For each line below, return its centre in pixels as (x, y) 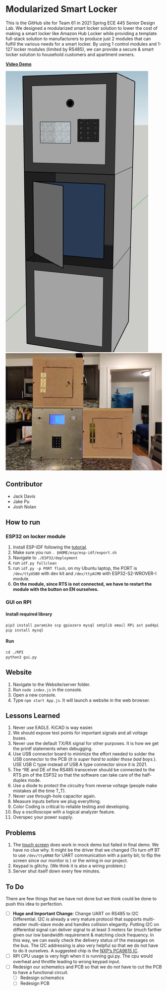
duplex (20, 780)
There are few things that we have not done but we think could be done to (81, 899)
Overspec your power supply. (43, 817)
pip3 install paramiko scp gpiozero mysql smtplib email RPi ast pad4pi (82, 625)
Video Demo (19, 64)
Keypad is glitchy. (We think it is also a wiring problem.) (69, 866)
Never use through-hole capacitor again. (54, 796)
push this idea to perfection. (34, 904)
